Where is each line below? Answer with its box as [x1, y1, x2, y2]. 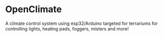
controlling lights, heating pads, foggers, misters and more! [5, 25, 129, 31]
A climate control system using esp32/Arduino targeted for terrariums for [5, 20, 158, 26]
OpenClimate [5, 4, 62, 15]
